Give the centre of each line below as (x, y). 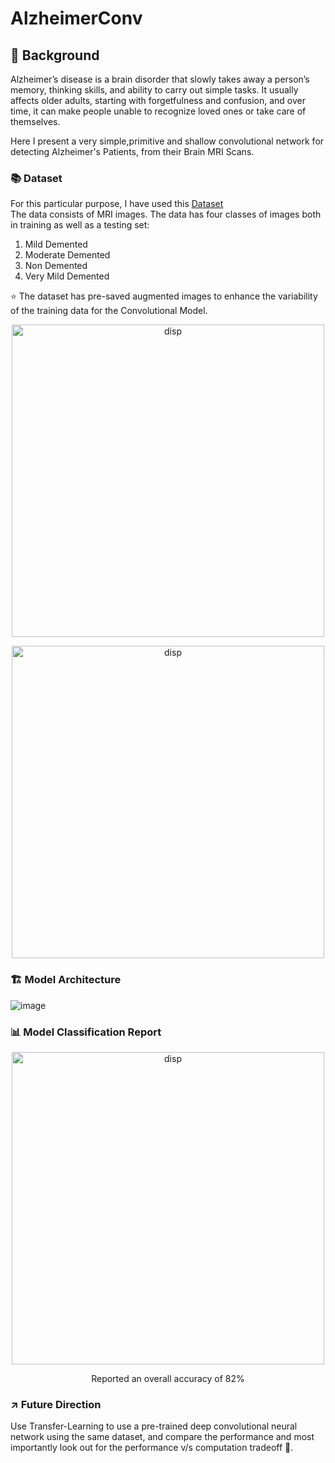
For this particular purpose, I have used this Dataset (117, 204)
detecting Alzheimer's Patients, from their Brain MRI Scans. (132, 151)
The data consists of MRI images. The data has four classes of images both (166, 214)
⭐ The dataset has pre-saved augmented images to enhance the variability (164, 296)
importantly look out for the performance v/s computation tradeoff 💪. (152, 1448)
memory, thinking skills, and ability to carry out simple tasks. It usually (154, 90)
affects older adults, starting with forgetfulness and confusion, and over (158, 100)
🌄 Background (55, 55)
